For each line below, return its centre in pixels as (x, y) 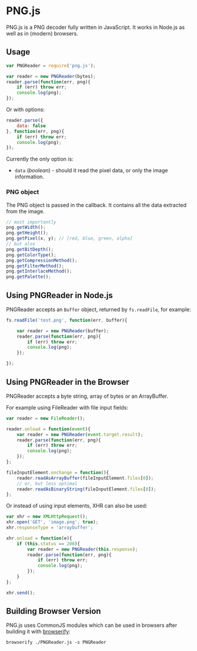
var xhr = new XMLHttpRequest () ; (47, 517)
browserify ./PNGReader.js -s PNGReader (56, 642)
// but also (21, 244)
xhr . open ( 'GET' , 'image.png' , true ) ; (52, 522)
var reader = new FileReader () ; (46, 418)
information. (29, 177)
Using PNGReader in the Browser (68, 382)
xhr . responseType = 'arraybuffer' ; (50, 528)
